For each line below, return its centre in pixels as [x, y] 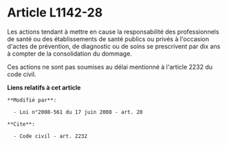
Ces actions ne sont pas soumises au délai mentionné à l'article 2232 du [110, 67]
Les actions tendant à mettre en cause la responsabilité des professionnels [113, 32]
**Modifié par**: [32, 100]
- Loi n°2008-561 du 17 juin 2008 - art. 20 [78, 112]
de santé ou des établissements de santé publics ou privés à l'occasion [108, 38]
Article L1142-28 [55, 13]
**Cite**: [21, 124]
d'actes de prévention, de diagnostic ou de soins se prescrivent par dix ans [114, 46]
